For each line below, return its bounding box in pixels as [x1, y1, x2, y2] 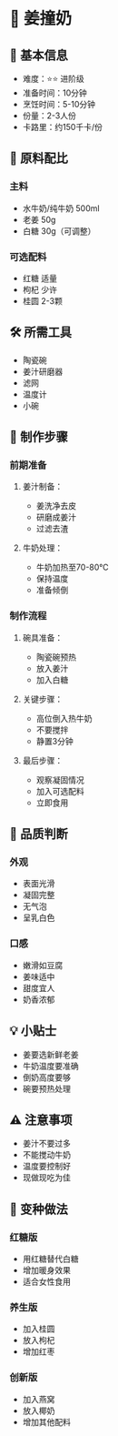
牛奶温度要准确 [22, 1060, 79, 1071]
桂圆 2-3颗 [22, 295, 64, 306]
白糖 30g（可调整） [22, 225, 96, 237]
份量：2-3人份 [22, 110, 77, 121]
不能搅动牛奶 [22, 1149, 71, 1160]
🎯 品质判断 [9, 826, 68, 842]
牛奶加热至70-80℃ [35, 561, 109, 573]
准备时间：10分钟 [22, 87, 88, 98]
